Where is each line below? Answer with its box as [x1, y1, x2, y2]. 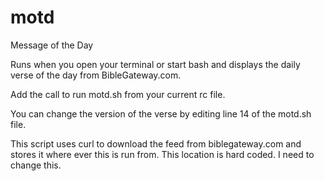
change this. [10, 159, 62, 171]
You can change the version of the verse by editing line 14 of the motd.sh [10, 107, 312, 120]
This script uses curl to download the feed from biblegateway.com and [10, 137, 302, 150]
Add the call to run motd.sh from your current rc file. [10, 88, 226, 100]
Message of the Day [10, 39, 94, 51]
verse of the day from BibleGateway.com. [10, 69, 182, 81]
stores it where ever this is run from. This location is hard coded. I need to [10, 148, 315, 160]
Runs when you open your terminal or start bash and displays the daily [10, 58, 301, 70]
